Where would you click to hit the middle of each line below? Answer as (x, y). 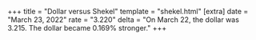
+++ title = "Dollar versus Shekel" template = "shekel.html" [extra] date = (128, 11)
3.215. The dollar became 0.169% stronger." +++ (87, 28)
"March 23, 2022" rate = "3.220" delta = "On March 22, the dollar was (123, 20)
